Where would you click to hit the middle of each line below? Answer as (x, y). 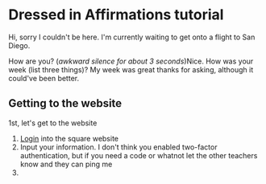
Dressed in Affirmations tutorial (116, 15)
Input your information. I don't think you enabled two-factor (118, 147)
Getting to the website (65, 103)
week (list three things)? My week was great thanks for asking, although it (131, 69)
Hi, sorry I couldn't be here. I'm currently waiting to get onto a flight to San (132, 37)
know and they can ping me (66, 164)
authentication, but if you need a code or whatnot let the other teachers (139, 155)
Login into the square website (69, 138)
